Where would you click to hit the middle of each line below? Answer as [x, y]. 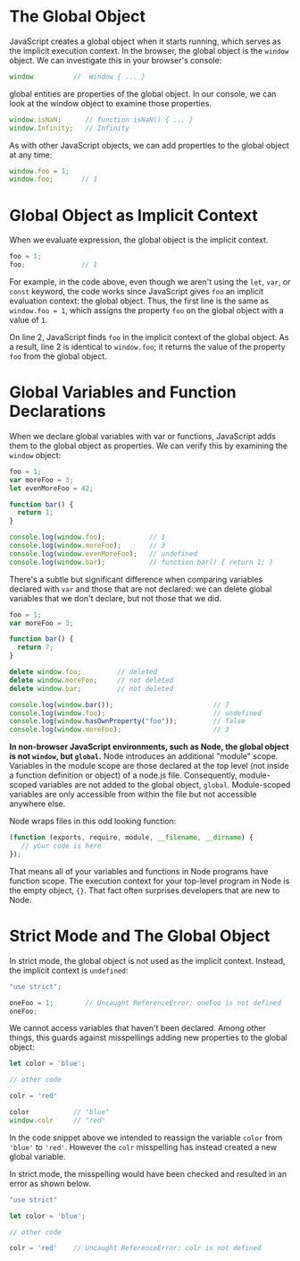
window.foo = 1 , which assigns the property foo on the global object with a [146, 310]
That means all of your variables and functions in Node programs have [139, 871]
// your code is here [61, 846]
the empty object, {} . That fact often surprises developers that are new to [145, 890]
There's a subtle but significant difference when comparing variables [136, 579]
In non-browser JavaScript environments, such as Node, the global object [149, 747]
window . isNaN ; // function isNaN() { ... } [101, 119]
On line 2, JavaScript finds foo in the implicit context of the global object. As [149, 337]
